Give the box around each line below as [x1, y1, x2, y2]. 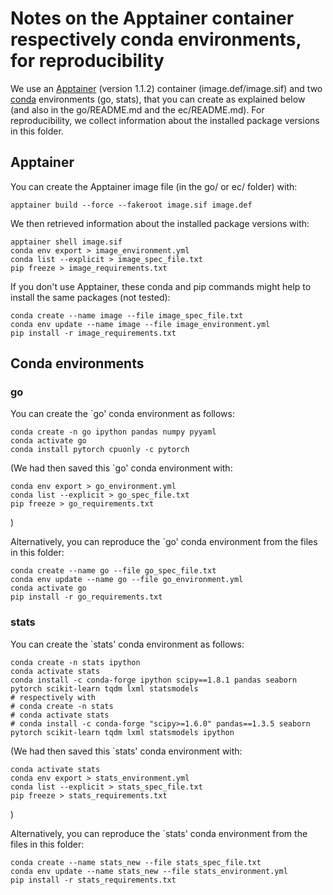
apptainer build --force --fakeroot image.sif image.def [10, 200, 253, 210]
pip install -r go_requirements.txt [10, 592, 163, 602]
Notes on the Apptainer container [10, 7, 295, 30]
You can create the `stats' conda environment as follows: [10, 638, 245, 650]
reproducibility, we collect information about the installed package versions [10, 114, 320, 126]
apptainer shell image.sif [10, 237, 123, 247]
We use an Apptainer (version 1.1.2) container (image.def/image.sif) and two [10, 82, 323, 94]
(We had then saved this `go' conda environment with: [10, 462, 233, 474]
